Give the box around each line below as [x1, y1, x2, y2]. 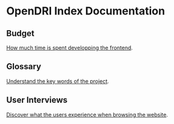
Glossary [6, 61, 41, 72]
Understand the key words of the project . [6, 77, 109, 85]
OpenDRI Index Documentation [6, 4, 166, 18]
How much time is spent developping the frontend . [6, 44, 133, 51]
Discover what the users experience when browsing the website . [6, 111, 169, 118]
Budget [6, 28, 35, 39]
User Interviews [6, 95, 68, 105]
